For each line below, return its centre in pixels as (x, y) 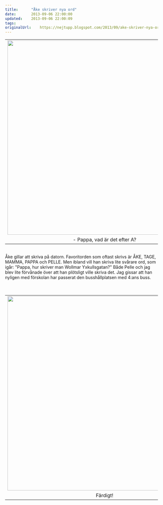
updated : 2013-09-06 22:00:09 (39, 18)
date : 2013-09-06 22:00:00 (39, 14)
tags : (10, 23)
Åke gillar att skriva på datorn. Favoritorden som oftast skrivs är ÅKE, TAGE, (81, 257)
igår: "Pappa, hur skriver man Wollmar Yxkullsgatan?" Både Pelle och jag (78, 267)
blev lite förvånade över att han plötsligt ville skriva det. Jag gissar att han (79, 272)
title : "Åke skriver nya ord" (41, 9)
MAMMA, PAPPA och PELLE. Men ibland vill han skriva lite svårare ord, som (81, 262)
